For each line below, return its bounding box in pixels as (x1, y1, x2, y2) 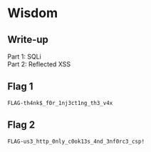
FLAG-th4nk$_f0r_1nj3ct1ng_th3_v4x (7, 99, 113, 106)
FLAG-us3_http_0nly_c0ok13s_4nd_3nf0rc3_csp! (7, 138, 145, 145)
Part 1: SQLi (7, 52, 41, 61)
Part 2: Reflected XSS (7, 60, 71, 69)
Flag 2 (7, 119, 36, 131)
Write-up (7, 34, 48, 46)
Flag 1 (7, 81, 33, 93)
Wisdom (7, 5, 58, 21)
